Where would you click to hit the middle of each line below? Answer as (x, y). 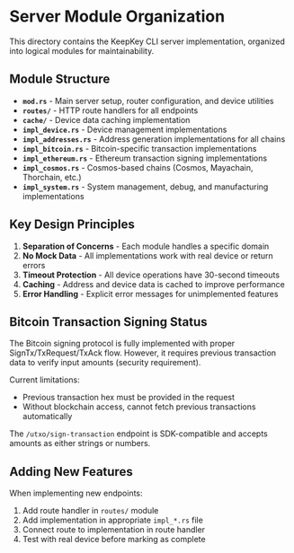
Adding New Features (71, 472)
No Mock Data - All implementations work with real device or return (147, 255)
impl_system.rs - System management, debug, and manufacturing (145, 187)
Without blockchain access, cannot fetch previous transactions (139, 407)
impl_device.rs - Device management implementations (125, 129)
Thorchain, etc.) (52, 177)
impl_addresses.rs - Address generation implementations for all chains (154, 139)
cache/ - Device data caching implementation (106, 119)
